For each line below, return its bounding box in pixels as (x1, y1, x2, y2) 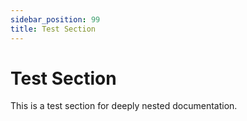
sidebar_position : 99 (10, 14, 101, 25)
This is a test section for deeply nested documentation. (10, 100, 238, 112)
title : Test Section (10, 24, 97, 34)
